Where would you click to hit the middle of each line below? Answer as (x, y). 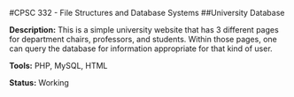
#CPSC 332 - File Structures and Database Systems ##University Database (147, 13)
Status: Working (39, 82)
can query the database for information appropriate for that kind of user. (141, 48)
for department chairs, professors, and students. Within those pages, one (143, 39)
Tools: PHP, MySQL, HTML (58, 66)
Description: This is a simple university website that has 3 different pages (144, 30)
